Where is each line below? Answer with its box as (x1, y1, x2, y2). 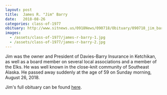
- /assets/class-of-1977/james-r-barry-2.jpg (9, 40, 106, 45)
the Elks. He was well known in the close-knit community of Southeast (5, 64, 149, 70)
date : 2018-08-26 (5, 16, 46, 21)
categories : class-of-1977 (5, 21, 61, 26)
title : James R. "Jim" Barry (5, 12, 68, 17)
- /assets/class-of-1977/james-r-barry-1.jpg (9, 35, 106, 40)
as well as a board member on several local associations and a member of (5, 58, 157, 65)
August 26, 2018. (5, 74, 40, 80)
